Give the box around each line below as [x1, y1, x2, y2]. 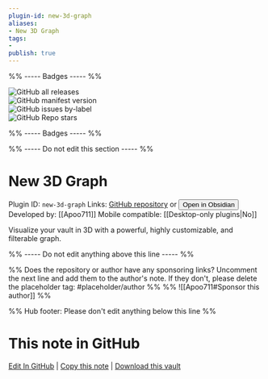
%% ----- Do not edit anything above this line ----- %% [8, 249, 195, 259]
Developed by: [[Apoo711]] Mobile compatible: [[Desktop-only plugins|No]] [8, 209, 258, 219]
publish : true [8, 49, 57, 57]
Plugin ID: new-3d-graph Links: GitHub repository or [8, 199, 178, 209]
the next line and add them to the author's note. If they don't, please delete [8, 273, 258, 283]
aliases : [8, 19, 38, 27]
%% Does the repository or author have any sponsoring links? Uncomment [8, 264, 258, 274]
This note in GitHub [8, 335, 140, 353]
